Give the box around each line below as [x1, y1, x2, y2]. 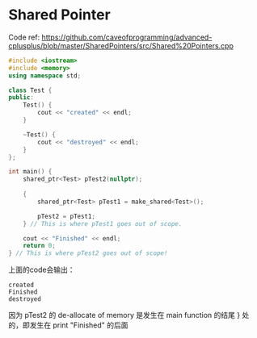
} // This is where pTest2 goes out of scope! [8, 249, 168, 257]
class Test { [8, 86, 53, 94]
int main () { [8, 168, 53, 176]
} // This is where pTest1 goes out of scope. [23, 219, 183, 227]
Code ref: [8, 32, 40, 42]
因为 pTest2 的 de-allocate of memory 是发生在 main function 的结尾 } [8, 311, 241, 320]
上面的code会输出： [8, 265, 75, 275]
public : [8, 94, 35, 102]
